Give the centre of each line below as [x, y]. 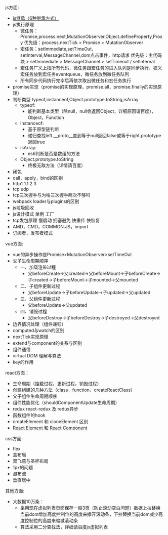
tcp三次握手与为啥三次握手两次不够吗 [51, 195]
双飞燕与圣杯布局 [30, 461]
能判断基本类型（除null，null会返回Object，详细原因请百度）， [92, 111]
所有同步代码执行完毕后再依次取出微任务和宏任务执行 [76, 80]
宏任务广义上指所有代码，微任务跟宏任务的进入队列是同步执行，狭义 [91, 68]
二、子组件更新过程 [40, 286]
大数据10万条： [28, 502]
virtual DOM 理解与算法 [37, 356]
